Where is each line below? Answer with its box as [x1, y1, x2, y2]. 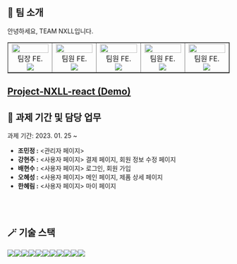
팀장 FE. [17, 54, 44, 64]
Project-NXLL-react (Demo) [7, 85, 131, 97]
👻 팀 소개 [7, 6, 44, 19]
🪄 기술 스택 [7, 227, 56, 239]
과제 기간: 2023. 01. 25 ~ [7, 131, 78, 140]
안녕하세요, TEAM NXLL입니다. [7, 27, 94, 35]
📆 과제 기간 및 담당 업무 [7, 112, 102, 124]
